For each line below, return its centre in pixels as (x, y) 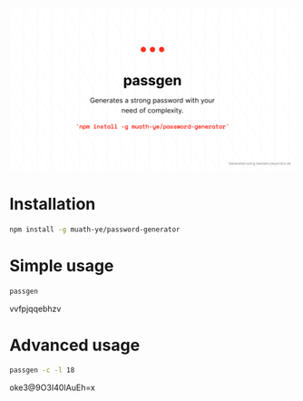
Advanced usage (75, 345)
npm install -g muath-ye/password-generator (95, 230)
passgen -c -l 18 (42, 370)
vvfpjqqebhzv (35, 308)
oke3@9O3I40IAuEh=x (52, 387)
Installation (53, 205)
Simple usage (62, 265)
